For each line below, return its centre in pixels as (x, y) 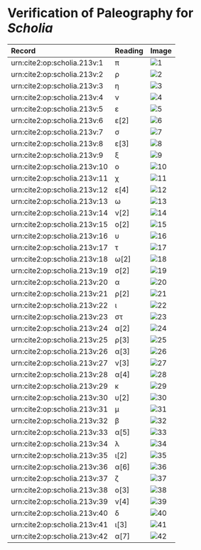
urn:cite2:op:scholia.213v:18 (60, 259)
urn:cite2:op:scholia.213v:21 (60, 293)
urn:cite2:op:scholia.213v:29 (60, 386)
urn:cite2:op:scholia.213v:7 (57, 131)
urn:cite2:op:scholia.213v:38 (60, 490)
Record (23, 50)
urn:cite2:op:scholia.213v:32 (60, 421)
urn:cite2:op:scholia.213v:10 (60, 166)
